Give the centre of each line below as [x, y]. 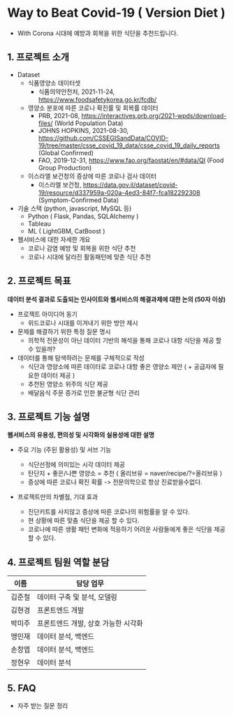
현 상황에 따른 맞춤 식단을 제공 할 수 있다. [83, 521]
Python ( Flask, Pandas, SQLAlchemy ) [83, 216]
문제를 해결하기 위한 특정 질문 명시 [64, 331]
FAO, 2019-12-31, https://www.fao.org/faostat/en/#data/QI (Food [131, 160]
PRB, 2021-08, [59, 115]
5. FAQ [22, 688]
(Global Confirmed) [66, 152]
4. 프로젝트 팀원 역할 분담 [58, 562]
